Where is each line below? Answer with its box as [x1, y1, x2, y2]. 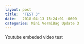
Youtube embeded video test [5, 34, 63, 40]
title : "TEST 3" [5, 12, 40, 17]
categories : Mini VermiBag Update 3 [5, 21, 79, 26]
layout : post [5, 7, 32, 12]
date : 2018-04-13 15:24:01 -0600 [5, 16, 77, 21]
